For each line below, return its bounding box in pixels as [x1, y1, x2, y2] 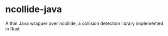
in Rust [5, 25, 20, 31]
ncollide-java [5, 4, 62, 15]
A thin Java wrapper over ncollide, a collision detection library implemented [5, 20, 164, 26]
